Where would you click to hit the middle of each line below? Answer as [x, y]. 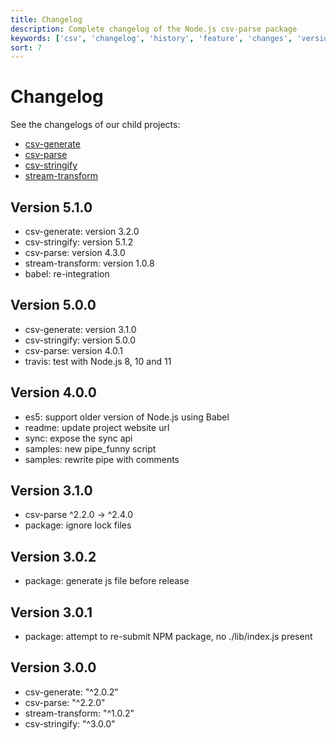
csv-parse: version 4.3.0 [75, 252]
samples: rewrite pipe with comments [102, 459]
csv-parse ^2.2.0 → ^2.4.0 [78, 515]
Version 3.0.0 [53, 667]
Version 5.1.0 [51, 207]
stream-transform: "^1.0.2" [79, 713]
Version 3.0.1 [51, 612]
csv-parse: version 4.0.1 [73, 350]
